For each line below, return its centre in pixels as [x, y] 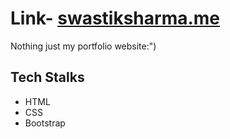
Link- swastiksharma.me [115, 18]
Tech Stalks [47, 77]
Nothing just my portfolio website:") [83, 46]
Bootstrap [45, 123]
